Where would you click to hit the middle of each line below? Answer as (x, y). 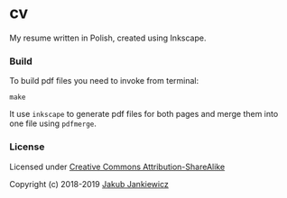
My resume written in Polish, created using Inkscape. (108, 38)
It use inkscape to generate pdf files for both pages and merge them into (144, 114)
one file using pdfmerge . (53, 123)
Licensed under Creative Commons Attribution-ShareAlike (117, 166)
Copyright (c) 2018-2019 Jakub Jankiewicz (89, 184)
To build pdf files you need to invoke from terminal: (104, 81)
